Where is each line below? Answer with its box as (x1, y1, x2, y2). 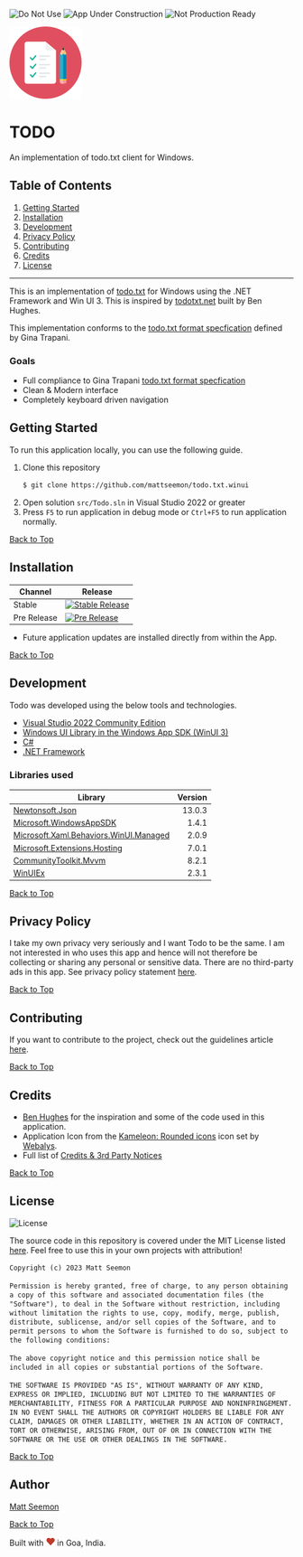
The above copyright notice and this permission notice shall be (9, 1354, 260, 1363)
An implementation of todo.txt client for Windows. (9, 152, 194, 163)
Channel (19, 586, 52, 597)
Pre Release (13, 612, 58, 623)
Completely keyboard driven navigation (22, 394, 169, 406)
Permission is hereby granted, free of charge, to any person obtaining (9, 1281, 289, 1290)
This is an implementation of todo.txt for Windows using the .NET (9, 286, 252, 296)
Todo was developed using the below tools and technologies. (9, 699, 237, 710)
